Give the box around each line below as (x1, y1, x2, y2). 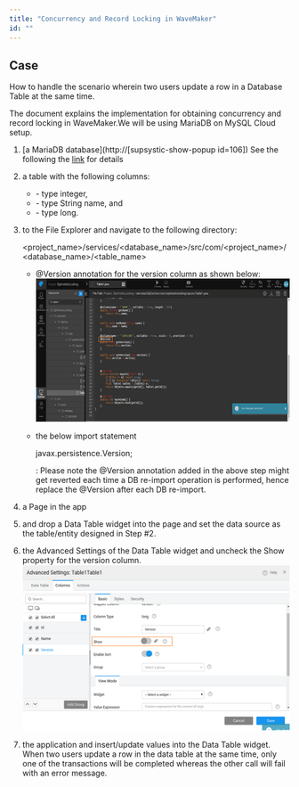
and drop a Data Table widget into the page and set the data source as (21, 519, 281, 529)
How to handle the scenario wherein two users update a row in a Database (9, 81, 283, 93)
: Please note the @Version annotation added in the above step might (35, 465, 289, 476)
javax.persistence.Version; (35, 448, 133, 459)
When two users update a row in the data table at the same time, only (21, 749, 278, 759)
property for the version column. (21, 555, 142, 566)
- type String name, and (35, 198, 123, 209)
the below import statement (35, 430, 137, 441)
